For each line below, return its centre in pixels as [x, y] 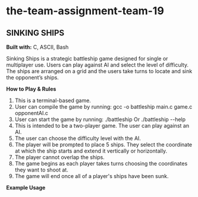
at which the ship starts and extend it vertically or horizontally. [91, 151]
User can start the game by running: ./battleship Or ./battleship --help [100, 119]
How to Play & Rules [31, 89]
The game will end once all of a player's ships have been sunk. [92, 176]
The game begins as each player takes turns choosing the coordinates [101, 163]
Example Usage [26, 188]
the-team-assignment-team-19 [85, 11]
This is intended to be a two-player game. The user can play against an [102, 125]
